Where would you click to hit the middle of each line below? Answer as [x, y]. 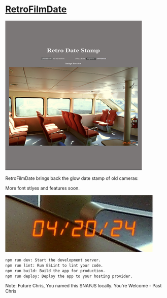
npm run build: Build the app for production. [55, 271]
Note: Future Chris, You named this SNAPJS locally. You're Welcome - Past [83, 286]
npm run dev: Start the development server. [53, 260]
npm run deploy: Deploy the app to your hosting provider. [69, 276]
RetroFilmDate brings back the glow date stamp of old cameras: [72, 178]
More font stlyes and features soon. [43, 188]
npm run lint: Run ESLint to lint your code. [54, 265]
